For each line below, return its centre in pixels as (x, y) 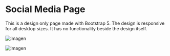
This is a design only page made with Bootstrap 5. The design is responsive (85, 23)
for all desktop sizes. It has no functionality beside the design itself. (76, 28)
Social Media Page (45, 9)
